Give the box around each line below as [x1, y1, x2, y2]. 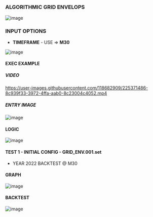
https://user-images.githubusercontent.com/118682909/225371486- [5, 85, 148, 91]
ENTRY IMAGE [5, 102, 36, 108]
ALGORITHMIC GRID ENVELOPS [5, 4, 85, 11]
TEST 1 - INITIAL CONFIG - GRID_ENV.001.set [5, 149, 102, 155]
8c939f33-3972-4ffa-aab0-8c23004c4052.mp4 [5, 90, 107, 97]
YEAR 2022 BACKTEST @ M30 [12, 160, 78, 166]
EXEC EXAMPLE [5, 61, 40, 67]
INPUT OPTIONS [5, 28, 47, 35]
